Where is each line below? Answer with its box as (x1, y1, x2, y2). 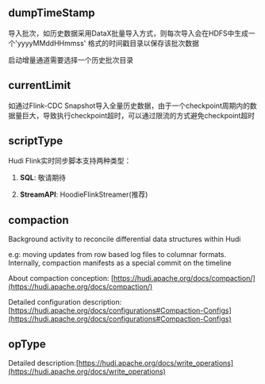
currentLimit (8, 79, 71, 92)
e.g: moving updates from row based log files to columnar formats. (8, 250, 227, 259)
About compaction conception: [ (8, 274, 114, 283)
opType (8, 337, 46, 351)
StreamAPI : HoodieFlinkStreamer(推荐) (19, 190, 148, 199)
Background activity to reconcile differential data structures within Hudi (8, 234, 241, 244)
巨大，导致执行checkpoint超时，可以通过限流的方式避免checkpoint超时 (21, 110, 255, 120)
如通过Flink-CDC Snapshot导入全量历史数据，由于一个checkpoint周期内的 (8, 101, 250, 110)
